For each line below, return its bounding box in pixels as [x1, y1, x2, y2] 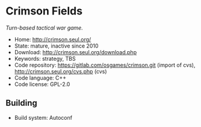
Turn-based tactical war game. [5, 24, 84, 31]
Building [5, 98, 37, 108]
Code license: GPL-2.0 [14, 80, 70, 88]
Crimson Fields [5, 4, 82, 18]
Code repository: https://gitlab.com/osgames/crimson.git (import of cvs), [14, 61, 196, 69]
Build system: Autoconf [14, 114, 73, 121]
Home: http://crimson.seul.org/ [14, 36, 91, 43]
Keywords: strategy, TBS [14, 55, 76, 62]
